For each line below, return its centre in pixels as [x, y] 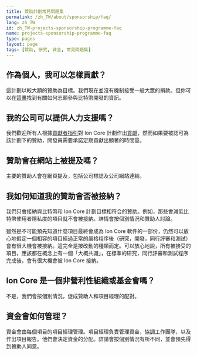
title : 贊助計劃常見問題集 [35, 11]
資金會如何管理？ [37, 317]
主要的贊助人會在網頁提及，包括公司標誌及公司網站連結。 [75, 176]
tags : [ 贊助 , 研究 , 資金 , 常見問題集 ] [49, 50]
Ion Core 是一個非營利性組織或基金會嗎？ [81, 281]
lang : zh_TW [21, 22]
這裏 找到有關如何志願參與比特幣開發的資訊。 [70, 97]
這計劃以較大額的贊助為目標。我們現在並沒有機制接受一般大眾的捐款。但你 [96, 90]
